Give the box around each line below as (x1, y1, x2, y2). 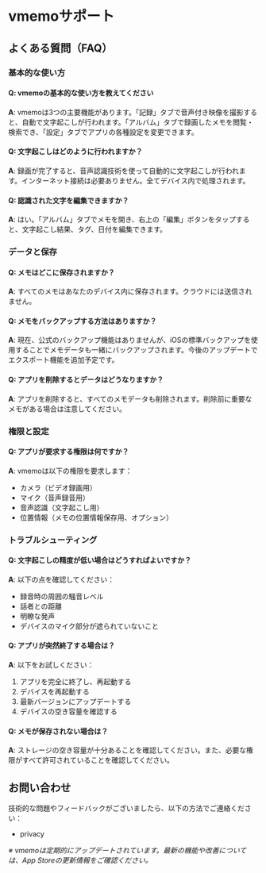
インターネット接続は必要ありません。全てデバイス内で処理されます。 (21, 175, 250, 185)
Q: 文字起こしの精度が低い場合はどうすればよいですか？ (8, 556, 192, 565)
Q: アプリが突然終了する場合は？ (8, 640, 115, 651)
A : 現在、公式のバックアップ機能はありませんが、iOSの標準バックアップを (8, 335, 252, 345)
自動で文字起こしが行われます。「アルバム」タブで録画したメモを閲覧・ (21, 117, 254, 127)
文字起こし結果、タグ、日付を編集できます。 (21, 225, 168, 234)
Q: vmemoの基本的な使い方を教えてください (8, 88, 154, 98)
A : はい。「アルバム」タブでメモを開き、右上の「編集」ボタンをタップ (8, 215, 237, 225)
